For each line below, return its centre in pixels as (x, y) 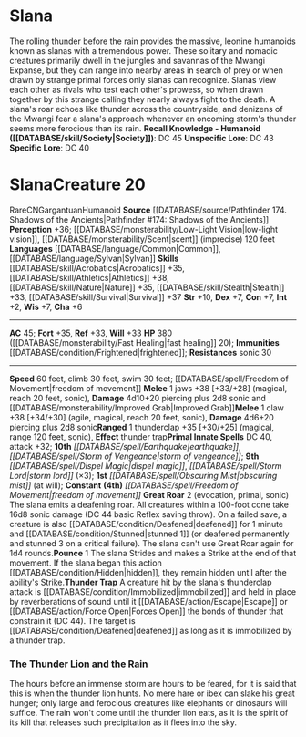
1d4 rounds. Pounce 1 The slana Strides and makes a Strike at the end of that (153, 553)
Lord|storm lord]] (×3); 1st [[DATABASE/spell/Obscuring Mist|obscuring (143, 475)
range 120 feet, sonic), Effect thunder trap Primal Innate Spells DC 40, (141, 436)
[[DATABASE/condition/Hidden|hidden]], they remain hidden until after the (148, 572)
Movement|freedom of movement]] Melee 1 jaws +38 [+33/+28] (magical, (148, 388)
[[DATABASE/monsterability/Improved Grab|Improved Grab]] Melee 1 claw (147, 408)
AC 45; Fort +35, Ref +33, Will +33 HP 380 (91, 333)
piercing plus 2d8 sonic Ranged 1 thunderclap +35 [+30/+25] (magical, (142, 427)
